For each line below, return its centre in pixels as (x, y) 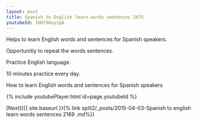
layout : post (22, 12)
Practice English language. (38, 62)
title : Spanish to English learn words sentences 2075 (75, 17)
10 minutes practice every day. (43, 74)
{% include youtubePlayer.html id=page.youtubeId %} (72, 97)
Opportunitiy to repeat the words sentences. (60, 51)
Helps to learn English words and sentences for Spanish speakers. (87, 40)
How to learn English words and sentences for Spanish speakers (85, 85)
